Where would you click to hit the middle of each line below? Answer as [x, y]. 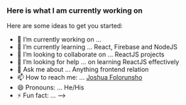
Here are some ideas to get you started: [65, 26]
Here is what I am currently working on [75, 11]
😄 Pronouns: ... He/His [50, 87]
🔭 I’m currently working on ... [59, 39]
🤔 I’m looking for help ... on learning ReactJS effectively [98, 62]
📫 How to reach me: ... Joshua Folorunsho [80, 78]
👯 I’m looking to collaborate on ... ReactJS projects [91, 54]
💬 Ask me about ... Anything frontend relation [83, 70]
